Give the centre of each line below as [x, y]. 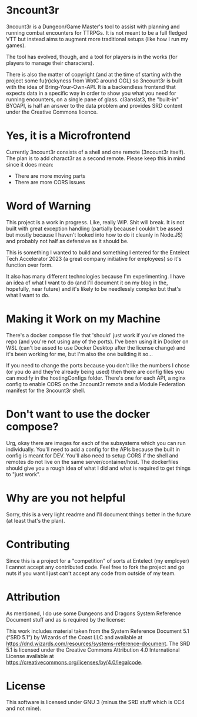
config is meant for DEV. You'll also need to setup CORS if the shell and [92, 455]
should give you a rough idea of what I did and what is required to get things [98, 468]
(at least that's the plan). [36, 520]
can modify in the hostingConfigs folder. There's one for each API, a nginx [96, 378]
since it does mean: [30, 164]
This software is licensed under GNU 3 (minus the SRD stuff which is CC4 [96, 702]
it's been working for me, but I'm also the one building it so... [79, 354]
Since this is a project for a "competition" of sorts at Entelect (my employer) [98, 560]
